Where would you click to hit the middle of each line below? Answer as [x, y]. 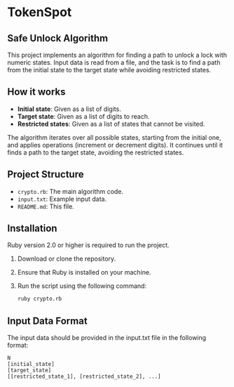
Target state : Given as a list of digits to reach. [83, 116]
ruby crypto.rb [40, 299]
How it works [36, 92]
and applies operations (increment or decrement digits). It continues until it [115, 145]
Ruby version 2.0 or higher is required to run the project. [88, 245]
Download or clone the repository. [67, 259]
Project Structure [46, 175]
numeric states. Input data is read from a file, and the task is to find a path [114, 63]
